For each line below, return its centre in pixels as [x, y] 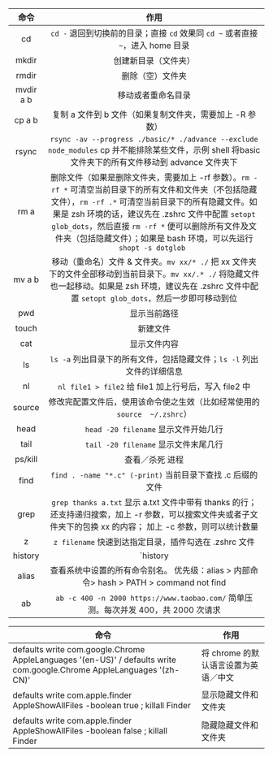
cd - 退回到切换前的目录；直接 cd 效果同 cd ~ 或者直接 [154, 33]
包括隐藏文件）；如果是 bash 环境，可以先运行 [167, 238]
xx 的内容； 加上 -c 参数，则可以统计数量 [179, 527]
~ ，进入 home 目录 [154, 45]
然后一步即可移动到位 [197, 298]
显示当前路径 [154, 314]
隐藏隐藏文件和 [230, 725]
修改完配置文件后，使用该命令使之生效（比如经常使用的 [154, 402]
